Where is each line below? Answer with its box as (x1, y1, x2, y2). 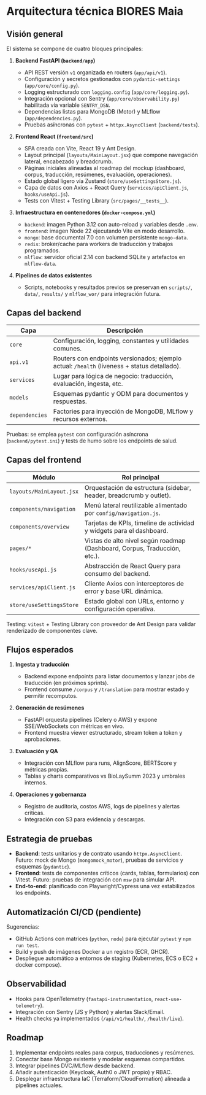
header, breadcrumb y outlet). (85, 491, 171, 500)
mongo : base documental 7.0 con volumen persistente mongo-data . (24, 234, 188, 241)
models (9, 394, 29, 401)
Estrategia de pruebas (6, 834, 93, 844)
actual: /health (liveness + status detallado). (53, 362, 181, 370)
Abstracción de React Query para (85, 562, 181, 570)
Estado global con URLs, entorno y (85, 597, 185, 605)
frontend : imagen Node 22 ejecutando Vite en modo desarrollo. (24, 227, 185, 234)
